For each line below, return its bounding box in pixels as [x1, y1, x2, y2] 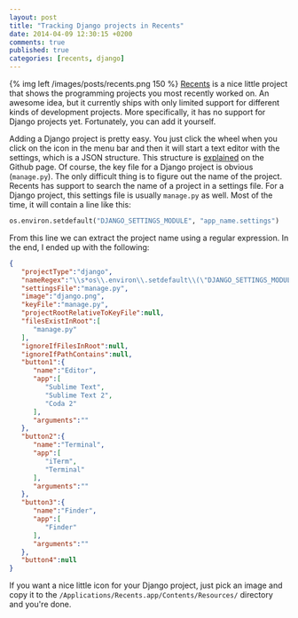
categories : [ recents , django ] [9, 54, 125, 63]
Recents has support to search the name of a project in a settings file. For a [9, 181, 285, 191]
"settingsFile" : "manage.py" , [20, 284, 129, 293]
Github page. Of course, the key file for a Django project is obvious [9, 161, 254, 172]
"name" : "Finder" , [32, 506, 98, 515]
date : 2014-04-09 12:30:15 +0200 [9, 29, 133, 38]
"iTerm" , [44, 457, 77, 465]
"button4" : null [20, 556, 77, 565]
